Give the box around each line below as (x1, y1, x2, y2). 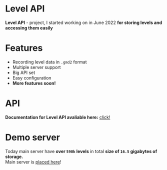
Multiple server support (12, 64, 61, 70)
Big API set (12, 69, 35, 75)
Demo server (5, 132, 60, 143)
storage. (5, 153, 23, 159)
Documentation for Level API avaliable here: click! (5, 114, 110, 120)
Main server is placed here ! (5, 158, 61, 165)
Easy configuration (12, 74, 51, 80)
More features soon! (12, 80, 56, 86)
